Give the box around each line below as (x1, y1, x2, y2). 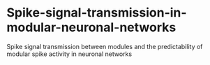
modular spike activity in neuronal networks (6, 50, 133, 58)
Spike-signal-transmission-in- (6, 5, 187, 21)
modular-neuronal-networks (6, 19, 177, 35)
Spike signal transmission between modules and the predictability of (6, 42, 203, 50)
